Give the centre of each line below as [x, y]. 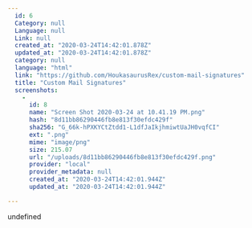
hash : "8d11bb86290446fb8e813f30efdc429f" [101, 120]
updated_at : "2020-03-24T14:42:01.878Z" [83, 53]
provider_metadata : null [70, 172]
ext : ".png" [49, 134]
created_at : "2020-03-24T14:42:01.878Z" [83, 46]
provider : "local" [59, 165]
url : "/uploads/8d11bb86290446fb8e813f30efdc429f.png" [122, 157]
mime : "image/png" [59, 142]
